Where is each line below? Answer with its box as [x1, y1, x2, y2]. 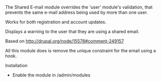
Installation [5, 63, 28, 68]
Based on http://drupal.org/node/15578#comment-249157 [5, 38, 124, 44]
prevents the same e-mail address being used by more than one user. [5, 9, 148, 15]
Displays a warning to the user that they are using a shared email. [5, 29, 140, 34]
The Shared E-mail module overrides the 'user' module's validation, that [5, 4, 153, 10]
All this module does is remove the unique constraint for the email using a [5, 48, 156, 53]
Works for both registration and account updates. [5, 19, 107, 25]
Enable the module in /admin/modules [12, 72, 91, 78]
